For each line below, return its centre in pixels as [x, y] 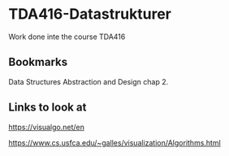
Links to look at [48, 108]
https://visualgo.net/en [47, 127]
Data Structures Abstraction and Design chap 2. [89, 81]
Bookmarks [38, 62]
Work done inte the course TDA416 [67, 37]
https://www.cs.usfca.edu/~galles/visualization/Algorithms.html [114, 142]
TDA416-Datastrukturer [90, 14]
